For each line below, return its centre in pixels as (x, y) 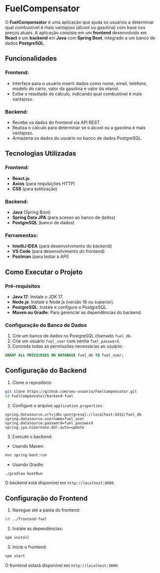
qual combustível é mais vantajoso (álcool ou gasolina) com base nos (75, 27)
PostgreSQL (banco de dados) (43, 222)
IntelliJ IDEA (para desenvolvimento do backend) (62, 246)
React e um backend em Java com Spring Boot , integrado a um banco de (80, 38)
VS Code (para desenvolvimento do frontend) (58, 251)
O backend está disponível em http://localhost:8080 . (60, 483)
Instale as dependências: (37, 529)
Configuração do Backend (46, 371)
